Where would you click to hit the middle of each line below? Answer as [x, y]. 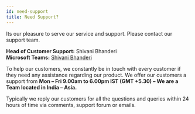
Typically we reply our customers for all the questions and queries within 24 [97, 99]
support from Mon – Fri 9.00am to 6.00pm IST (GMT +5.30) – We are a [92, 81]
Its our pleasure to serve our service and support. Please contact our [89, 33]
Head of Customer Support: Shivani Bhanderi [61, 51]
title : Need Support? [32, 17]
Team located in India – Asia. [42, 87]
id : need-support [27, 11]
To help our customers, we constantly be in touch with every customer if [93, 68]
